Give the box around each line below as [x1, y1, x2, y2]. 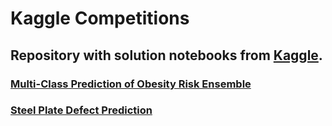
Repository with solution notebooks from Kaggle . [10, 47, 323, 64]
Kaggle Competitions [10, 7, 190, 30]
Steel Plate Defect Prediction [10, 103, 153, 117]
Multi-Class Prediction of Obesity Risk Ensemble [10, 77, 252, 91]
